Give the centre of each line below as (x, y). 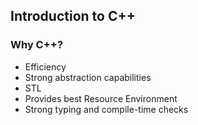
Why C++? (37, 45)
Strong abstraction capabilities (88, 77)
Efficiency (45, 66)
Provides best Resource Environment (101, 98)
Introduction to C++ (73, 16)
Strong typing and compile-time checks (106, 109)
